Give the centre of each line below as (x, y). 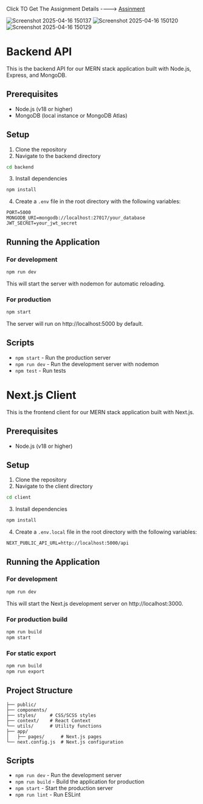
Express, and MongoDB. (36, 75)
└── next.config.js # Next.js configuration (65, 742)
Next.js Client (41, 395)
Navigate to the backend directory (58, 156)
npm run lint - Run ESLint (48, 795)
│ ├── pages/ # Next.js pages (54, 737)
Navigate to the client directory (54, 486)
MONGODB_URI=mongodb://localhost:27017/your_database (76, 218)
